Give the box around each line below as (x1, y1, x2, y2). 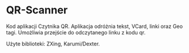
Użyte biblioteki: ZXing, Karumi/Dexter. (6, 40, 100, 47)
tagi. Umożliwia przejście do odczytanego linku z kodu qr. (6, 29, 146, 36)
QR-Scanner (6, 3, 68, 17)
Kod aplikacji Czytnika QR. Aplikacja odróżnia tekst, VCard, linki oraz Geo (6, 23, 183, 30)
